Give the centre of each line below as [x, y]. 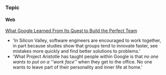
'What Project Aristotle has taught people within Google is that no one [86, 56]
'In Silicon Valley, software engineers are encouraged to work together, [87, 41]
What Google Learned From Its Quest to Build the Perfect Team [71, 31]
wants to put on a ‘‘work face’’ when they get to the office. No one [82, 62]
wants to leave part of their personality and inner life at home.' [78, 67]
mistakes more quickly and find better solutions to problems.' [76, 51]
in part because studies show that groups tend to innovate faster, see [85, 46]
